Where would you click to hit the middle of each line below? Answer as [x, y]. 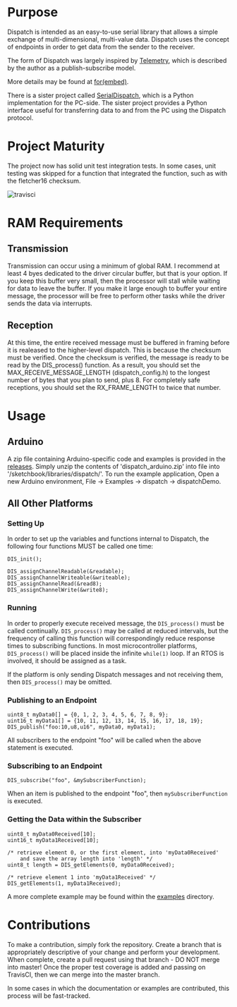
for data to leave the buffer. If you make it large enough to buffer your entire [117, 288]
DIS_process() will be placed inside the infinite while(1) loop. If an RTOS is [116, 653]
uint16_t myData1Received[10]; [53, 840]
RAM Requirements [65, 223]
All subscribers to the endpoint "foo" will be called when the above [104, 740]
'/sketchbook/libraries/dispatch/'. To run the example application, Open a [114, 474]
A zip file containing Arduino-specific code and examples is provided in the [116, 458]
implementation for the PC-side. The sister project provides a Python [107, 102]
